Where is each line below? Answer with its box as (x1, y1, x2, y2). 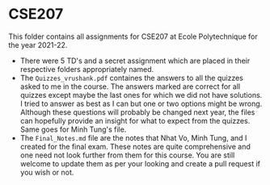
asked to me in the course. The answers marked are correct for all (19, 82, 241, 91)
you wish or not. (19, 167, 74, 177)
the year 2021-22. (8, 40, 68, 49)
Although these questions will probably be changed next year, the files (19, 107, 255, 117)
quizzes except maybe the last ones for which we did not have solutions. (19, 90, 263, 99)
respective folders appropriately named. (19, 64, 154, 74)
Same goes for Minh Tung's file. (19, 124, 127, 134)
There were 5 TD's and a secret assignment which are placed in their (19, 56, 251, 65)
